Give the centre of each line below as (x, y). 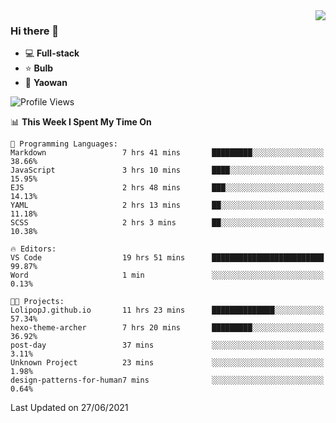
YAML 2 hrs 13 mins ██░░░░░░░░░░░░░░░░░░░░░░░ (167, 205)
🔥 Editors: (33, 249)
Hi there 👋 (35, 31)
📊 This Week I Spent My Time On (81, 122)
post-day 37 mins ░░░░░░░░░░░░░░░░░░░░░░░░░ (167, 345)
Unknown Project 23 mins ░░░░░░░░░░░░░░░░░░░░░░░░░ (167, 363)
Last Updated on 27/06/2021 (69, 408)
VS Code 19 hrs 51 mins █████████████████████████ (167, 258)
